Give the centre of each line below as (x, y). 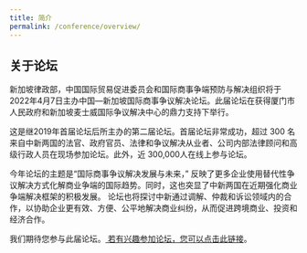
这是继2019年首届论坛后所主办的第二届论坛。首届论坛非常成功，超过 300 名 (152, 132)
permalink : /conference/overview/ (75, 26)
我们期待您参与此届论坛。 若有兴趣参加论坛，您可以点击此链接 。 (131, 239)
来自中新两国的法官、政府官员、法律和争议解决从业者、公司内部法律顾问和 (149, 143)
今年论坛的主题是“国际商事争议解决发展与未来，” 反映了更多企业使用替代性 (148, 174)
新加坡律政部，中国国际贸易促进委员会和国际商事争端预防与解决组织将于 (145, 90)
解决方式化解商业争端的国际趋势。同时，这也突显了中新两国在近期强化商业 (157, 185)
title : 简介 (31, 18)
